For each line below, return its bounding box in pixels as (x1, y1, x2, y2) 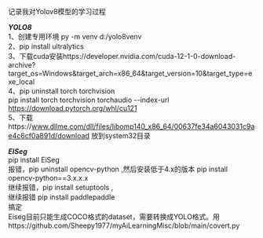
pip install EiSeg (8, 156, 60, 164)
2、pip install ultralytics (8, 42, 84, 51)
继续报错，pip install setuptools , (8, 183, 114, 192)
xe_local (8, 77, 35, 86)
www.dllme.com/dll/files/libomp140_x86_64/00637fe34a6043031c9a (31, 122, 255, 131)
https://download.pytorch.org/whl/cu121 (8, 104, 137, 112)
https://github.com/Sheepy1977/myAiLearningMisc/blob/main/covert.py (8, 221, 240, 230)
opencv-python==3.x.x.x (8, 174, 89, 182)
